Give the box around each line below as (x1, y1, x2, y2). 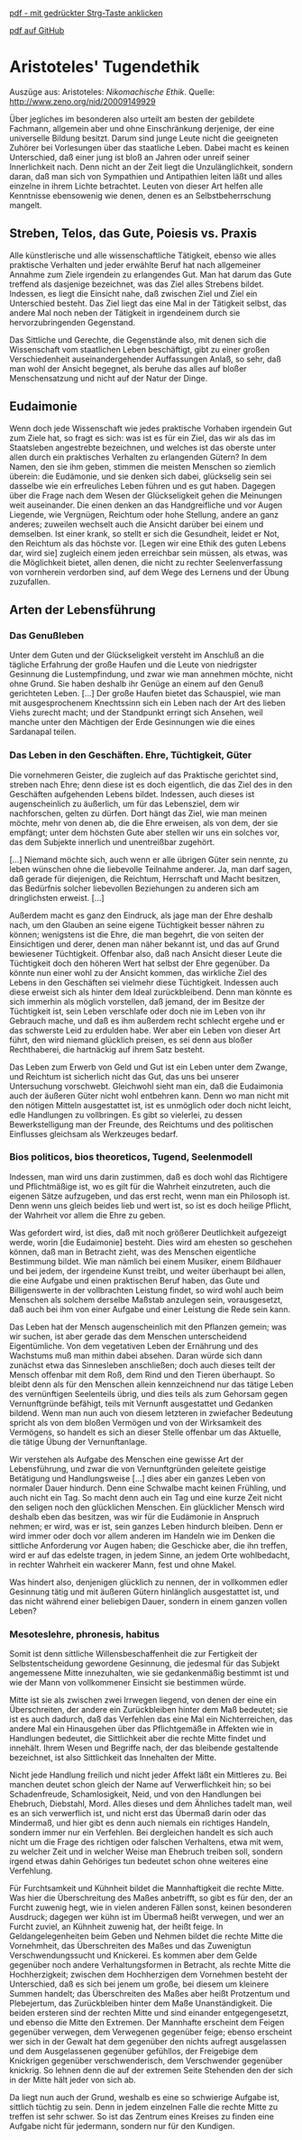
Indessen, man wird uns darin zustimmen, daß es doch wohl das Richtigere (9, 1171, 288, 1182)
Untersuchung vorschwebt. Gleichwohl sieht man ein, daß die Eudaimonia (9, 1080, 284, 1091)
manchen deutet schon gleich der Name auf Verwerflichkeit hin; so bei (9, 1779, 272, 1790)
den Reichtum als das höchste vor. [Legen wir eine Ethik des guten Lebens (9, 537, 287, 548)
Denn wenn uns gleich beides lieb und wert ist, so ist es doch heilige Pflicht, (9, 1199, 292, 1211)
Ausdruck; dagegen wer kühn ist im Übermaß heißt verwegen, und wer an (9, 1912, 284, 1923)
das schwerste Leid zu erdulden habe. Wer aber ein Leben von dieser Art (9, 1024, 281, 1035)
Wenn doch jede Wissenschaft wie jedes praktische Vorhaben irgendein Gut (9, 423, 292, 434)
